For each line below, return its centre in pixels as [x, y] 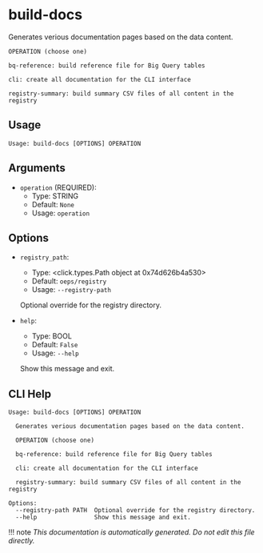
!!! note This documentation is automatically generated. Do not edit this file [131, 532]
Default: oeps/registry [69, 281]
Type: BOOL [52, 336]
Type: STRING [55, 196]
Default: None [53, 204]
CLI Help [30, 394]
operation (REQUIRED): [58, 187]
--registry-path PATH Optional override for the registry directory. [135, 511]
